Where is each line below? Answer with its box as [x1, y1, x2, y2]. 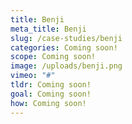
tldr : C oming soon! [10, 80, 92, 90]
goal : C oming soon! [10, 89, 92, 99]
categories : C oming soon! [10, 42, 118, 53]
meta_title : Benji [10, 24, 87, 34]
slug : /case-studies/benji [10, 33, 123, 43]
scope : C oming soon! [10, 52, 97, 62]
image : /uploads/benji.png [10, 61, 123, 71]
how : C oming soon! [10, 98, 87, 108]
